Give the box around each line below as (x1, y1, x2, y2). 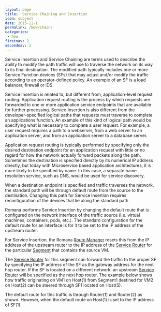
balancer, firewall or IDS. (5, 82, 54, 88)
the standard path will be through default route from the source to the (5, 187, 144, 193)
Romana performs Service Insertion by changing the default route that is (5, 207, 149, 213)
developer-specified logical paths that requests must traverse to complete (5, 112, 153, 118)
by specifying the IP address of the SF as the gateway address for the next (5, 262, 154, 267)
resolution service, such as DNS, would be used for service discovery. (5, 173, 145, 178)
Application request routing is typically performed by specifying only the (5, 142, 149, 148)
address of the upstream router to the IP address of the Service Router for (5, 242, 152, 248)
